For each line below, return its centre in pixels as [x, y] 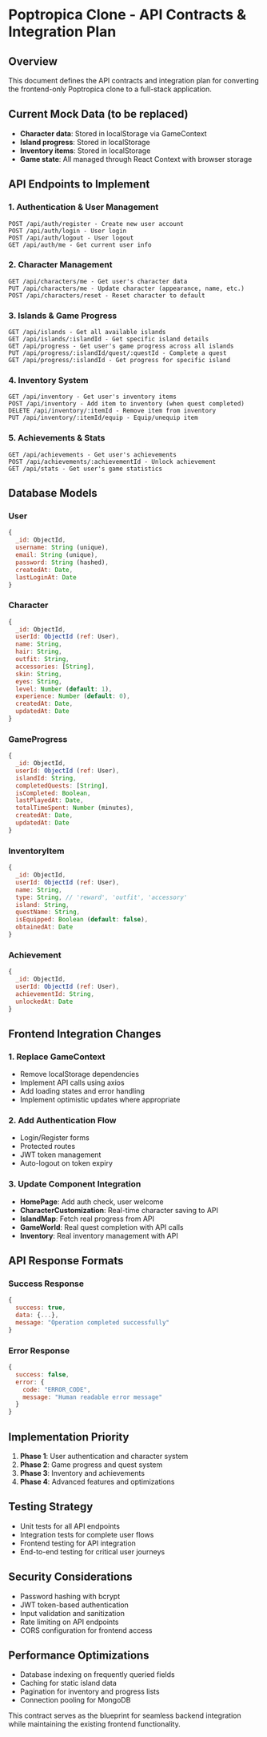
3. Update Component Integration [75, 1184]
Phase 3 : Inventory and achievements [82, 1473]
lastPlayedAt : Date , [50, 800]
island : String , [42, 905]
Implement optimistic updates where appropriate [100, 1100]
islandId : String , [46, 778]
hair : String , [39, 652]
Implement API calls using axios [72, 1082]
